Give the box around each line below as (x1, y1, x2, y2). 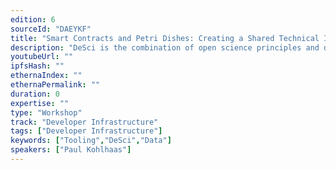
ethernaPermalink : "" (10, 80, 101, 90)
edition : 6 (10, 14, 56, 25)
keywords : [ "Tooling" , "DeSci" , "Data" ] (10, 136, 172, 146)
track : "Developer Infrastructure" (10, 117, 159, 127)
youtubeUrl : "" (10, 52, 74, 62)
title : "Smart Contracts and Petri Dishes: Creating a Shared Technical (10, 33, 320, 43)
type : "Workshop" (10, 107, 83, 118)
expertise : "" (10, 98, 70, 108)
